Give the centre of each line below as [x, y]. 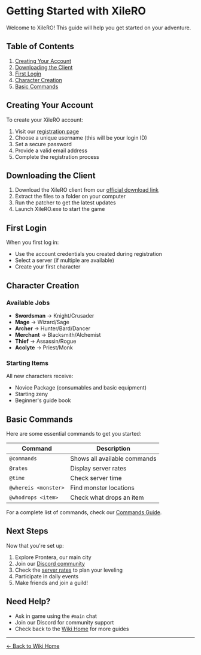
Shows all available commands [113, 458]
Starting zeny [31, 394]
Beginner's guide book [43, 400]
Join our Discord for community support [64, 622]
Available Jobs [28, 303]
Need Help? [28, 601]
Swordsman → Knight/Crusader [54, 315]
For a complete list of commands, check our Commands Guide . [84, 512]
